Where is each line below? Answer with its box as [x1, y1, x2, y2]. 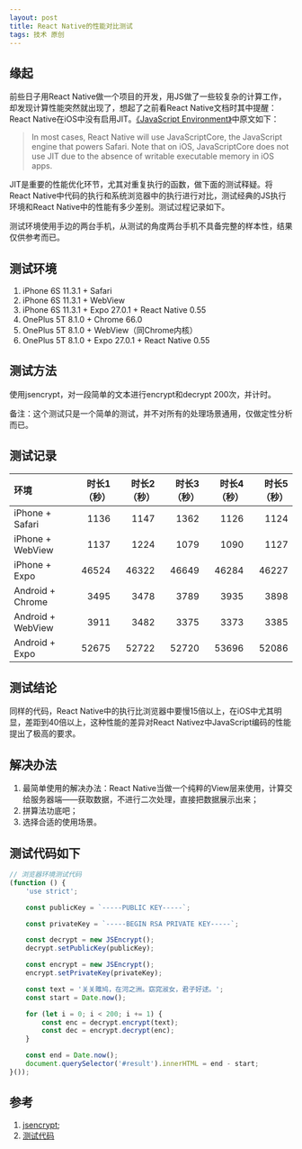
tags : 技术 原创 [9, 30, 65, 39]
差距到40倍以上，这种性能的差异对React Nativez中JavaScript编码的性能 [24, 717, 292, 728]
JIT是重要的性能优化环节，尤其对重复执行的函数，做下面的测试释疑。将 [9, 179, 273, 190]
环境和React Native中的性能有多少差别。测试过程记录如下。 [9, 202, 230, 213]
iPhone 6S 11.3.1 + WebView [22, 295, 126, 305]
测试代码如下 [9, 845, 81, 861]
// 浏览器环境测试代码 [9, 871, 83, 880]
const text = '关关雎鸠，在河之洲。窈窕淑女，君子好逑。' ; [25, 984, 225, 994]
